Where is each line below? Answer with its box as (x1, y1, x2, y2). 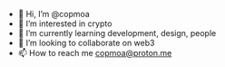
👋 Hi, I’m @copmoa (17, 9, 91, 19)
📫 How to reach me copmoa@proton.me (17, 48, 172, 58)
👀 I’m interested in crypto (17, 18, 112, 29)
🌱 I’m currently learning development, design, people (17, 28, 217, 38)
